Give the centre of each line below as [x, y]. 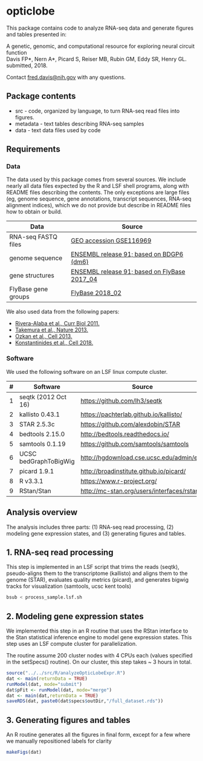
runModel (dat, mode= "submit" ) [44, 684]
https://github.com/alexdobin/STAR [130, 424]
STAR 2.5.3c [37, 424]
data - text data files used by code [58, 130]
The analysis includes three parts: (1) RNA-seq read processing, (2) [90, 527]
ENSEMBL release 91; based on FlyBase [128, 272]
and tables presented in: [37, 34]
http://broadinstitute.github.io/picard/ [133, 471]
